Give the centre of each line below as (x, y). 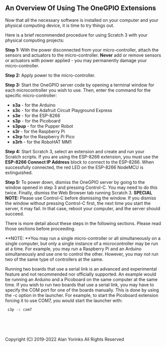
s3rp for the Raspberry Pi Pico (43, 136)
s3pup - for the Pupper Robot (43, 126)
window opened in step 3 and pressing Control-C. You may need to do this (81, 187)
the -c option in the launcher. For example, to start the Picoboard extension (82, 295)
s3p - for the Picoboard (36, 120)
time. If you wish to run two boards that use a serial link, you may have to (80, 285)
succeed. (15, 214)
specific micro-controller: (31, 95)
